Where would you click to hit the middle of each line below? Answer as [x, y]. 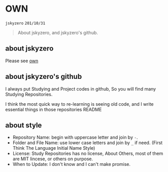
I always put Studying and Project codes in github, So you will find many [81, 89]
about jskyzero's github [44, 77]
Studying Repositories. [29, 94]
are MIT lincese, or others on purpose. [53, 159]
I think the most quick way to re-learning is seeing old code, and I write [79, 104]
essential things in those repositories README [54, 109]
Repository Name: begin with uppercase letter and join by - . [75, 138]
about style [24, 125]
